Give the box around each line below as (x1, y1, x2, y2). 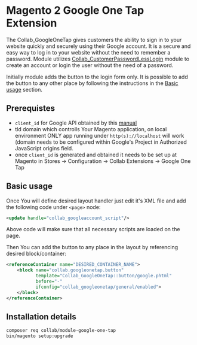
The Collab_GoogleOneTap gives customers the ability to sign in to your (6, 36, 182, 43)
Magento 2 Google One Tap (6, 4, 144, 17)
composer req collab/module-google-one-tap (6, 328, 116, 334)
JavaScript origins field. (14, 144, 73, 152)
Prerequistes (6, 103, 56, 114)
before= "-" (35, 279, 63, 285)
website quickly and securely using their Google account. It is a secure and (6, 43, 191, 50)
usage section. (6, 86, 43, 93)
